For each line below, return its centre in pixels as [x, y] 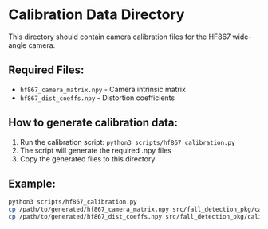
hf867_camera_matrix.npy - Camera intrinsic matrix [102, 89]
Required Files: [46, 70]
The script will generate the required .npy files [95, 150]
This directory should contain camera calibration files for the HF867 [120, 37]
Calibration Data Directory [97, 15]
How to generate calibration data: [93, 123]
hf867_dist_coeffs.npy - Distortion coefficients [97, 98]
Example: [32, 183]
